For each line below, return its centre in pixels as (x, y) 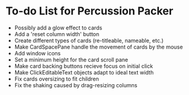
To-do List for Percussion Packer (89, 11)
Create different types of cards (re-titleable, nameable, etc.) (89, 40)
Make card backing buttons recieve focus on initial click (84, 66)
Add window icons (37, 53)
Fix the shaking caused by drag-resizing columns (76, 85)
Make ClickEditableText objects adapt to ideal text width (84, 72)
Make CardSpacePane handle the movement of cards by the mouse (99, 47)
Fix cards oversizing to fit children (56, 79)
